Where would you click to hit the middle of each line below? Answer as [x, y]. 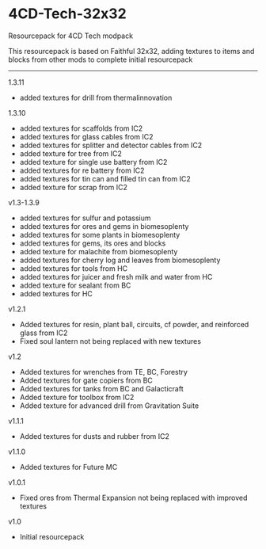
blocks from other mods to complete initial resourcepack [101, 59]
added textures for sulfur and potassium [85, 218]
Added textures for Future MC [68, 467]
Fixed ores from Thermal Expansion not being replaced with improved [133, 498]
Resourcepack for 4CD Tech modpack [70, 36]
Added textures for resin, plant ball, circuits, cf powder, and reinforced [134, 324]
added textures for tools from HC [74, 268]
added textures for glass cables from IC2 [86, 136]
